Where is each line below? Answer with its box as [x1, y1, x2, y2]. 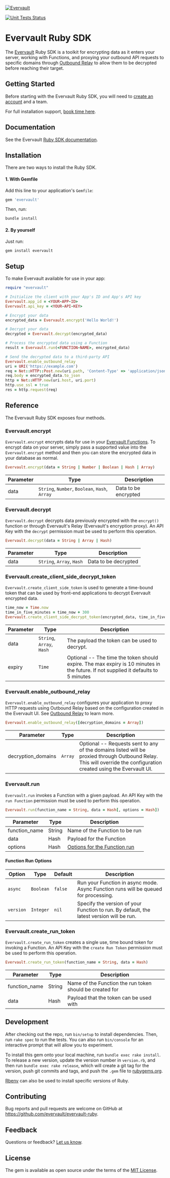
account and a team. [5, 99, 48, 105]
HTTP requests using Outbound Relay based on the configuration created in [5, 705, 163, 711]
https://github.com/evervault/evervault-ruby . [5, 1111, 99, 1117]
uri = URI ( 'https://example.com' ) [5, 364, 78, 369]
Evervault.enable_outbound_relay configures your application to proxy [5, 700, 153, 706]
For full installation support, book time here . [5, 108, 96, 114]
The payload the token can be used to [67, 637, 157, 644]
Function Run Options [5, 857, 52, 863]
